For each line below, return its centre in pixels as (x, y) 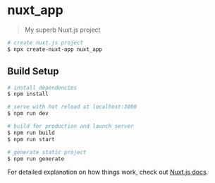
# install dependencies (42, 88)
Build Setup (33, 72)
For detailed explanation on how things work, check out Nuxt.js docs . (108, 172)
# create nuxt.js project (45, 42)
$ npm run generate (36, 159)
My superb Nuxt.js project (62, 30)
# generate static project (47, 152)
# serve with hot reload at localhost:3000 (72, 107)
